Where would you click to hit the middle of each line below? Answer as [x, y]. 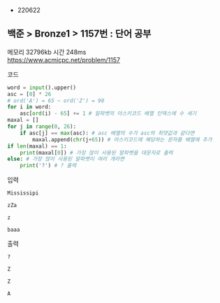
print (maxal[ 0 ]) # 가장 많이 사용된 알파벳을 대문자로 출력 [96, 153]
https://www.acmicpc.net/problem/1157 [64, 59]
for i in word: [29, 107]
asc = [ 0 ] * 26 [29, 94]
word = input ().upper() [42, 87]
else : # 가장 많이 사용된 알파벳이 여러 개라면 [66, 159]
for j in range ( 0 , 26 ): [42, 127]
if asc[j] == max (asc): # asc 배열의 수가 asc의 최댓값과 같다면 [107, 133]
